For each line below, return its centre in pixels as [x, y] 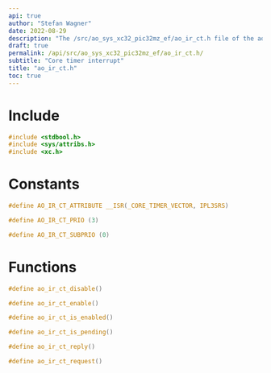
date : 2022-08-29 [38, 31]
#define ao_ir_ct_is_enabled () [61, 318]
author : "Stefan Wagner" [50, 23]
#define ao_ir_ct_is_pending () [61, 332]
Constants [44, 184]
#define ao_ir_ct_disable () [56, 288]
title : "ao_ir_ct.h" [43, 68]
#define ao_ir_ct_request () [56, 362]
